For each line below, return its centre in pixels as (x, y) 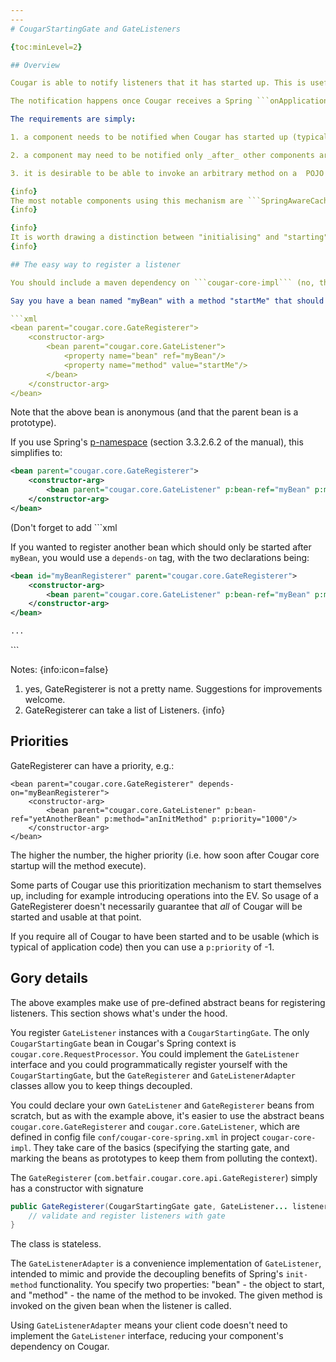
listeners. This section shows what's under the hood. (119, 1013)
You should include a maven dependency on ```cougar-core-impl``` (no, (162, 282)
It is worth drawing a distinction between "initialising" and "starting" (169, 237)
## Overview (35, 65)
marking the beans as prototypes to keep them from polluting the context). (164, 1158)
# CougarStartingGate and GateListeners (96, 29)
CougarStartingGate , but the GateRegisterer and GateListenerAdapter (153, 1075)
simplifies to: (36, 453)
